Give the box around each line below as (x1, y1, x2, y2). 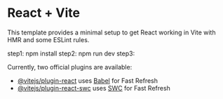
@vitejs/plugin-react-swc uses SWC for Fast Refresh (17, 84, 170, 92)
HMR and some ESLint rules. (7, 35, 90, 44)
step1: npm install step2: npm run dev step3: (7, 49, 135, 58)
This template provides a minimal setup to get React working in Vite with (7, 28, 216, 37)
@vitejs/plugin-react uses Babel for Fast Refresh (17, 76, 158, 85)
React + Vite (7, 5, 81, 21)
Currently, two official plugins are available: (7, 62, 133, 71)
